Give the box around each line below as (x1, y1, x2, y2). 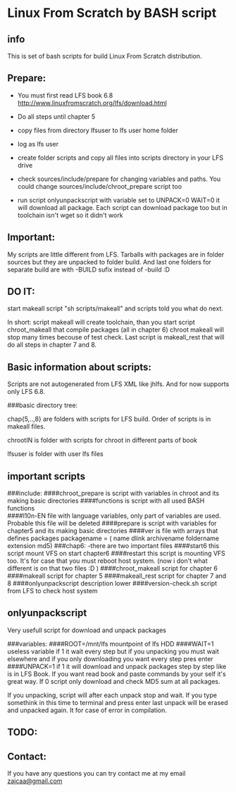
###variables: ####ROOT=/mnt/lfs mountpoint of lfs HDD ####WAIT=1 (7, 639, 214, 648)
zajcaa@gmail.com (7, 776, 63, 786)
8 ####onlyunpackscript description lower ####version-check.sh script (7, 579, 217, 588)
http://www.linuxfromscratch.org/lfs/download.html (17, 98, 167, 107)
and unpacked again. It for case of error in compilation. (7, 706, 168, 714)
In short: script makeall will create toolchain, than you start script (7, 318, 195, 327)
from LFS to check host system (7, 587, 98, 595)
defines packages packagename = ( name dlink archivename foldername (7, 534, 220, 542)
